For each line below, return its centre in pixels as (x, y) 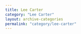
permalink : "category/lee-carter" (41, 24)
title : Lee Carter (24, 10)
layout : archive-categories (34, 19)
